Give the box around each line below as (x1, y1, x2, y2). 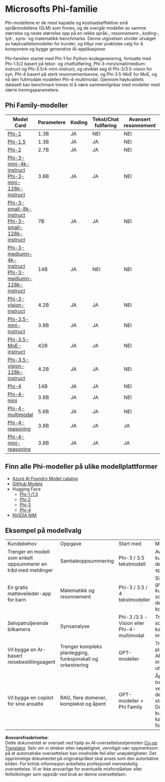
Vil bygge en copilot (7, 694, 54, 701)
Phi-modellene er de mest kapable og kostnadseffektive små (5, 20, 128, 26)
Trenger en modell (7, 548, 50, 555)
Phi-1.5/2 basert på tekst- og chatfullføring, (5, 61, 92, 67)
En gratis (7, 584, 28, 591)
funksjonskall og (60, 655, 98, 662)
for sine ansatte (7, 701, 44, 708)
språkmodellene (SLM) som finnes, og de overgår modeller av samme (5, 25, 146, 31)
